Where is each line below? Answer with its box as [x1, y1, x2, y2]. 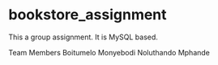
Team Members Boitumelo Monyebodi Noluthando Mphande [8, 47, 211, 57]
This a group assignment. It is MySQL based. [8, 32, 158, 42]
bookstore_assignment [8, 6, 168, 24]
